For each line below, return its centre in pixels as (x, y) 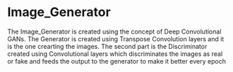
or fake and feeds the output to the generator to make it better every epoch (116, 61)
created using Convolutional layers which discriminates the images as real (115, 54)
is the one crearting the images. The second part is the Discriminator (107, 46)
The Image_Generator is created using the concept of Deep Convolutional (114, 31)
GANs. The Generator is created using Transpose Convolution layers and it (116, 38)
